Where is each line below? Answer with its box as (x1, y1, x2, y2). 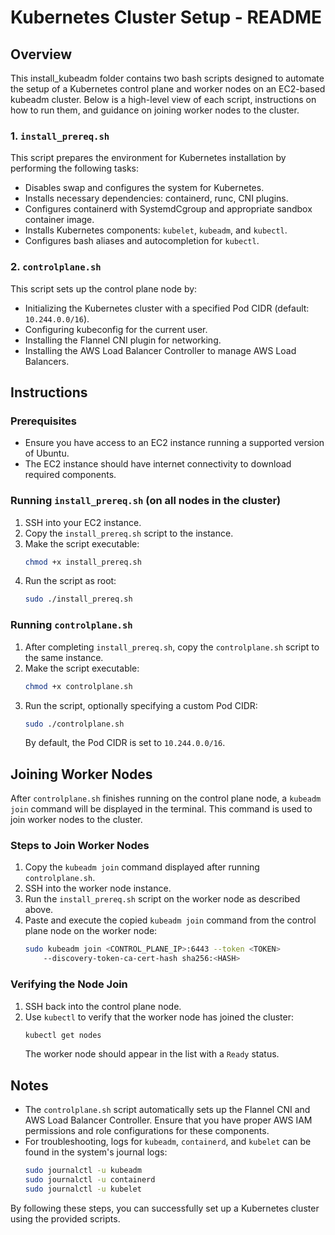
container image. (24, 214, 95, 226)
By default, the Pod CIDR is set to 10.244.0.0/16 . (24, 737, 226, 749)
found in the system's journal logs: (24, 1146, 168, 1158)
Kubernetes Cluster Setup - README (10, 6, 323, 29)
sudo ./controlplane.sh (24, 719, 125, 729)
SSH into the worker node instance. (24, 882, 172, 895)
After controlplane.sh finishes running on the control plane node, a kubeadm (10, 792, 322, 805)
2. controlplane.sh (10, 260, 102, 274)
